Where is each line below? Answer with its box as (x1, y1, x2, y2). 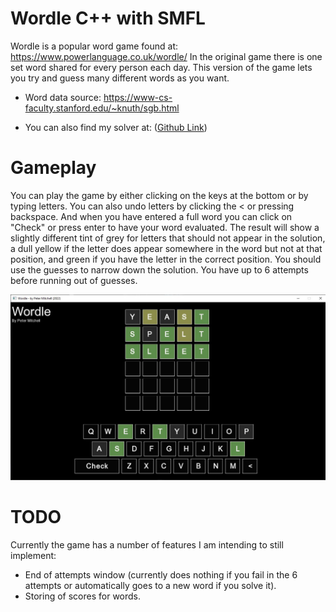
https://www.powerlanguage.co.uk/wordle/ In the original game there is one (10, 50, 323, 62)
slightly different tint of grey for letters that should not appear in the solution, (10, 232, 326, 244)
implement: (10, 549, 57, 561)
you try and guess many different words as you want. (10, 72, 230, 84)
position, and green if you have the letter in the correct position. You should (10, 253, 322, 265)
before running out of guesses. (10, 274, 138, 286)
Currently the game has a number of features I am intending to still (10, 538, 284, 551)
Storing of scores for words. (24, 590, 142, 602)
